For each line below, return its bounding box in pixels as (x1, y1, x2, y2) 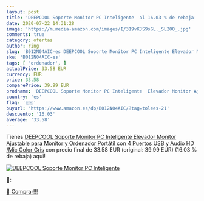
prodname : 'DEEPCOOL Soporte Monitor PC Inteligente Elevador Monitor (6, 88, 191, 94)
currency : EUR (6, 71, 42, 77)
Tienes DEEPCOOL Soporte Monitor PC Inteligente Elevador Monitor (6, 133, 177, 141)
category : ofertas (6, 37, 53, 43)
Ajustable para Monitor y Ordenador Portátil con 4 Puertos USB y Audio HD (6, 139, 194, 147)
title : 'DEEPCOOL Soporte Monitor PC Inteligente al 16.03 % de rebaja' (6, 15, 197, 21)
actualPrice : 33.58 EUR (6, 65, 67, 72)
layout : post (6, 9, 39, 15)
